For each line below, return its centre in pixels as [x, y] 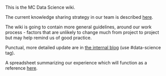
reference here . [22, 68]
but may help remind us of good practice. [48, 38]
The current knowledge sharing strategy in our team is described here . [79, 17]
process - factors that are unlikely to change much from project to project [82, 32]
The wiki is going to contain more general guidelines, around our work [78, 27]
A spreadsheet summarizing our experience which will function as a [76, 63]
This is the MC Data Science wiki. [40, 7]
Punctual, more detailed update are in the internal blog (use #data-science [83, 47]
